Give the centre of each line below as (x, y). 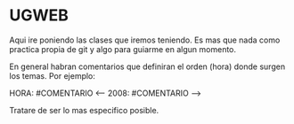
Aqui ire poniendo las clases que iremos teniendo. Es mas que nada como (145, 40)
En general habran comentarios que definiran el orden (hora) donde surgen (147, 66)
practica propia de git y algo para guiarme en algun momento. (123, 49)
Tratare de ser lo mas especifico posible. (84, 110)
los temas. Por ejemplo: (53, 75)
